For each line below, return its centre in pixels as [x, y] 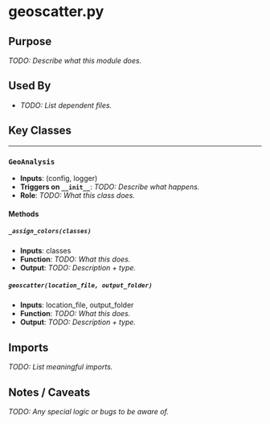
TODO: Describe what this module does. [75, 60]
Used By [30, 86]
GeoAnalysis [32, 162]
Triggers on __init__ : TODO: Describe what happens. [110, 187]
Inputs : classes [45, 251]
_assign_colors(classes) [50, 232]
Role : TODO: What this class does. [77, 195]
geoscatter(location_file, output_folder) [80, 286]
